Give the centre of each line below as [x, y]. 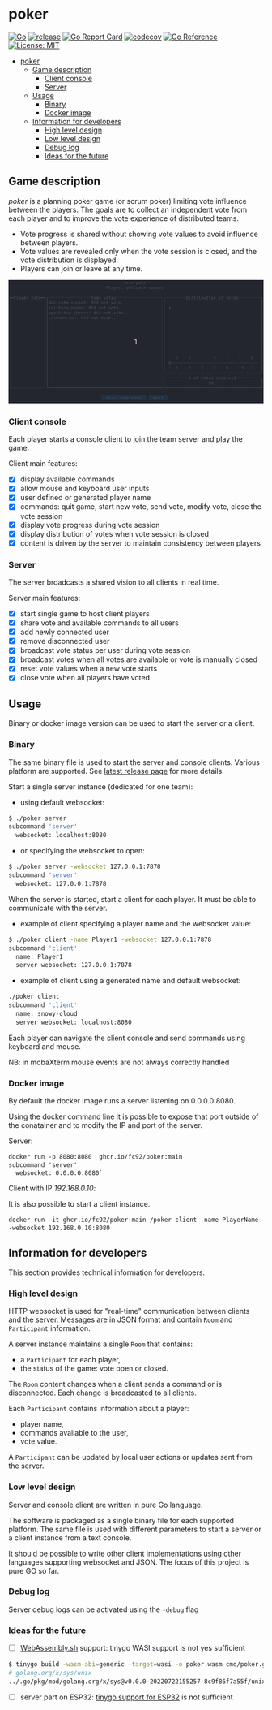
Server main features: [45, 598]
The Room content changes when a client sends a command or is [115, 1384]
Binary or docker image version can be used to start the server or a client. [132, 723]
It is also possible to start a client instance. [79, 1204]
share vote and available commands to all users [100, 623]
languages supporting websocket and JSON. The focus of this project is [129, 1562]
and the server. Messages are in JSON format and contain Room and [121, 1319]
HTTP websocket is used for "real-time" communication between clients [129, 1311]
